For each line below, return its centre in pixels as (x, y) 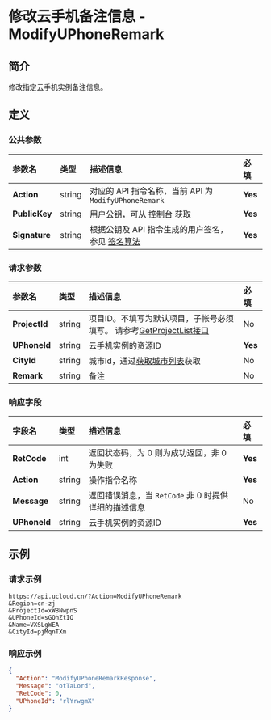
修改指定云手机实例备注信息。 (58, 87)
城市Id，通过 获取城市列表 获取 (145, 361)
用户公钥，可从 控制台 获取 (140, 214)
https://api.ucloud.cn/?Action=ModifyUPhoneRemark (95, 596)
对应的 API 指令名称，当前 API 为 (152, 191)
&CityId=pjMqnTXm (38, 632)
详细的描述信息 (117, 508)
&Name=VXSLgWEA (34, 625)
